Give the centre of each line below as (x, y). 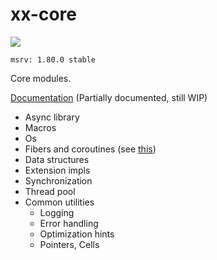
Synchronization (58, 180)
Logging (57, 212)
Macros (40, 127)
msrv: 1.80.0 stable (53, 59)
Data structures (57, 159)
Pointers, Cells (69, 244)
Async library (52, 117)
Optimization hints (77, 234)
